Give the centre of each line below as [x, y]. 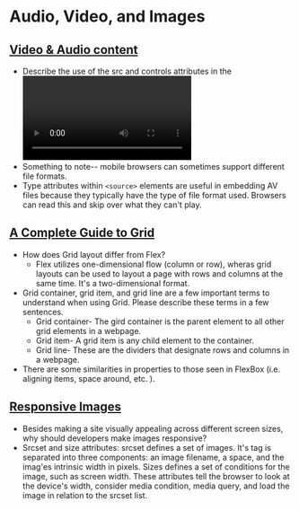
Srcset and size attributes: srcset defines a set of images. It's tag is [147, 447]
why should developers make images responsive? [114, 438]
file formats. [44, 176]
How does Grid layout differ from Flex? [94, 254]
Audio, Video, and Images [107, 17]
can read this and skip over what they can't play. [112, 205]
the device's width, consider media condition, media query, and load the [156, 486]
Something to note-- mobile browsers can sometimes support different [153, 167]
